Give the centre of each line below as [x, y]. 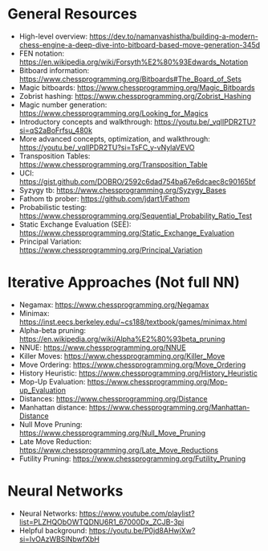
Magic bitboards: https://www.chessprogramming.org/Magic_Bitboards [137, 87]
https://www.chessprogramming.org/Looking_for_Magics [114, 113]
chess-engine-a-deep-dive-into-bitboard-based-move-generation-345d [140, 44]
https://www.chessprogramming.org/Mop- [157, 381]
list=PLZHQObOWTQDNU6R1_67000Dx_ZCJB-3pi [102, 522]
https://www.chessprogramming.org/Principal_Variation [111, 249]
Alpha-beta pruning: [52, 330]
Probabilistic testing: [53, 207]
